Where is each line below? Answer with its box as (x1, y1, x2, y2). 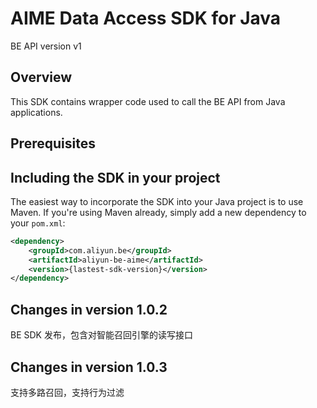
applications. (10, 106, 63, 118)
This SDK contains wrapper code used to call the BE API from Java (10, 95, 286, 107)
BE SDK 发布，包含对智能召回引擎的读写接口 (10, 329, 193, 341)
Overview (10, 69, 73, 86)
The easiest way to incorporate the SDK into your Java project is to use (10, 195, 304, 207)
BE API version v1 (10, 40, 82, 52)
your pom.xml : (10, 217, 66, 229)
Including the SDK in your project (10, 169, 221, 186)
